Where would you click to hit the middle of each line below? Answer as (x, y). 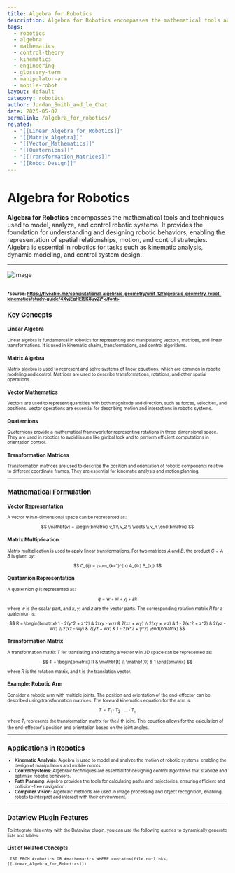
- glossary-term (37, 72)
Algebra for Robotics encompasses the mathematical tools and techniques (116, 217)
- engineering (34, 66)
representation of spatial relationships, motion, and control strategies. (107, 239)
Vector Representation (35, 506)
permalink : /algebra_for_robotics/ (59, 118)
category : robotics (36, 99)
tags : (15, 27)
